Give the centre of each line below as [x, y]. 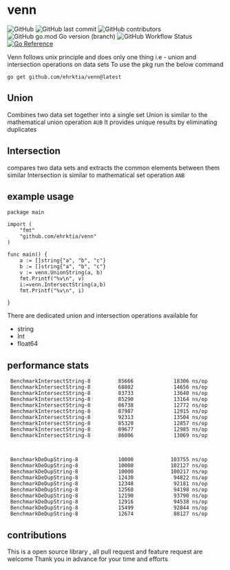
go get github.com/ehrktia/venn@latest [64, 77]
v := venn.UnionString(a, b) [61, 273]
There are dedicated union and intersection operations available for [103, 316]
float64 [28, 344]
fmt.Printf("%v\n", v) [52, 279]
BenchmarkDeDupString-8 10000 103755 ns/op [109, 460]
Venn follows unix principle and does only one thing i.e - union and [102, 57]
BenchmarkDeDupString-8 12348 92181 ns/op [109, 484]
